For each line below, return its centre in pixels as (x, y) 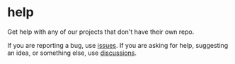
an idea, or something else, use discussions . (72, 53)
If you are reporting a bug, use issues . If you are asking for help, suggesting (118, 45)
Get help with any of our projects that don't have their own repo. (101, 32)
